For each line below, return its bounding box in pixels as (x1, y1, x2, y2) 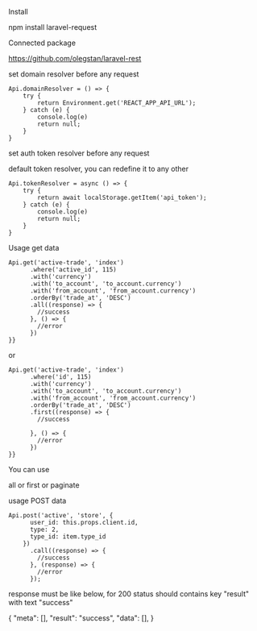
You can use (8, 465, 50, 474)
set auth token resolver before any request (8, 148, 150, 158)
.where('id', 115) (29, 373, 92, 381)
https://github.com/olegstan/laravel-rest (8, 54, 142, 63)
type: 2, (29, 525, 60, 533)
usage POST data (8, 496, 67, 505)
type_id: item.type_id (29, 533, 106, 541)
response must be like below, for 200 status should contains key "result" (8, 589, 250, 599)
